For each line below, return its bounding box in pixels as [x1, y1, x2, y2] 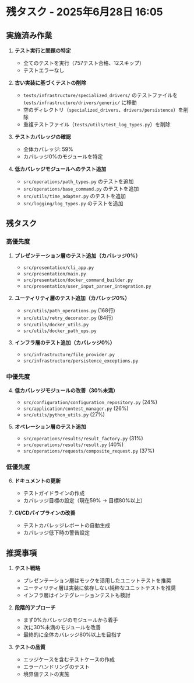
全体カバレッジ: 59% [23, 146, 74, 153]
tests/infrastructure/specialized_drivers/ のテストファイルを [23, 92, 178, 98]
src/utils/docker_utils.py [23, 322, 89, 327]
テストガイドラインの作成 [23, 489, 85, 497]
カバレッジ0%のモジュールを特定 [23, 153, 103, 160]
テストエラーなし [23, 67, 65, 74]
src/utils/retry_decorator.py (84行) [23, 314, 114, 321]
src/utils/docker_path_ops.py [23, 328, 97, 334]
